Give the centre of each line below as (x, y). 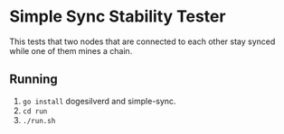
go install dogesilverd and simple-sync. (99, 101)
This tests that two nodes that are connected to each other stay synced (142, 41)
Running (34, 80)
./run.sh (39, 121)
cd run (35, 111)
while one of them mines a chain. (71, 50)
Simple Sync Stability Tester (118, 17)
